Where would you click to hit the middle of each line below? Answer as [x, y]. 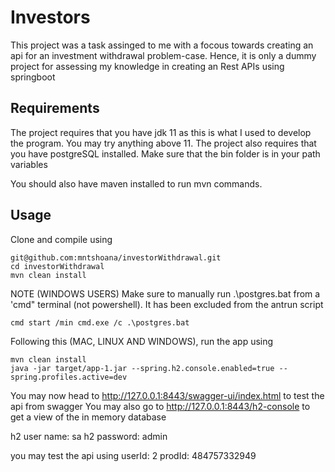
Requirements [55, 108]
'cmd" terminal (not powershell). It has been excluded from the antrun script [167, 304]
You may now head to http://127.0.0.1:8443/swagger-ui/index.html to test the [167, 395]
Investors [50, 17]
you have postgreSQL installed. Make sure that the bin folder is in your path [165, 153]
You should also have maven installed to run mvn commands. [136, 183]
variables [29, 164]
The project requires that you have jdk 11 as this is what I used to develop [161, 132]
